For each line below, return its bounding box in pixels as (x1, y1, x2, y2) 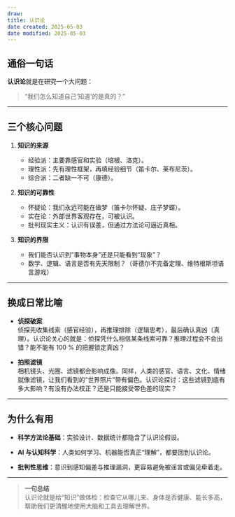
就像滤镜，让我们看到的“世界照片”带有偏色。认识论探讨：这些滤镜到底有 (17, 375, 226, 383)
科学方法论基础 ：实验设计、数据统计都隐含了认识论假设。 (17, 433, 183, 441)
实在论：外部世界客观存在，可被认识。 (27, 211, 138, 220)
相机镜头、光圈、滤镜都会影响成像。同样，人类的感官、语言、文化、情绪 (17, 367, 226, 375)
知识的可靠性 (17, 188, 55, 197)
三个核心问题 (7, 121, 63, 133)
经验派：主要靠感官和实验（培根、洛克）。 (27, 155, 148, 164)
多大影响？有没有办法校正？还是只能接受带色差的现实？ (17, 384, 177, 392)
